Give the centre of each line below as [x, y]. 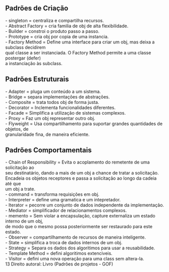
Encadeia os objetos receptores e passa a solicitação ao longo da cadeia [81, 178]
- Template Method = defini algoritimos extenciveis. [59, 253]
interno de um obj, [24, 221]
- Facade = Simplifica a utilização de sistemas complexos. [66, 113]
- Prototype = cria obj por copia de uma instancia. [57, 36]
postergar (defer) [23, 58]
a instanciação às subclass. [34, 63]
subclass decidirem [25, 47]
